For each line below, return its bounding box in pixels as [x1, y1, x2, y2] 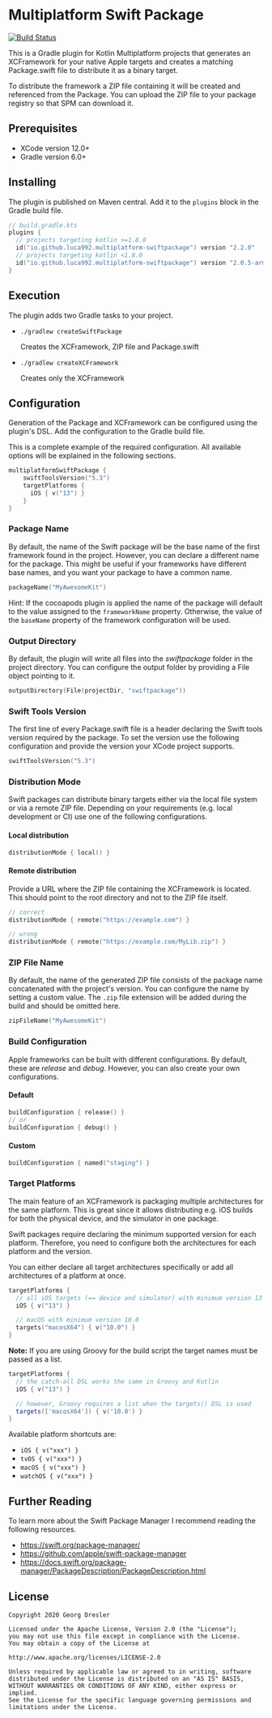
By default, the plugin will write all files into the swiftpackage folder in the [8, 654, 253, 663]
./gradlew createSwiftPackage [19, 327, 123, 335]
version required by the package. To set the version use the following [8, 733, 240, 743]
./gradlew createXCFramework [19, 359, 119, 367]
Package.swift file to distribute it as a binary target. [8, 65, 178, 75]
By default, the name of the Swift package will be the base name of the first [8, 541, 261, 552]
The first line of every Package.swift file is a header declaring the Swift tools [8, 724, 263, 734]
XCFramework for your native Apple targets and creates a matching [8, 57, 233, 66]
